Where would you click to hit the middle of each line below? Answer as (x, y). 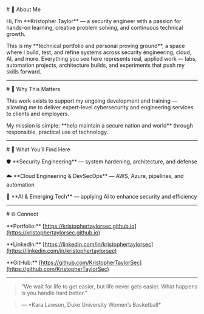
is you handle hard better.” (54, 293)
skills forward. (24, 72)
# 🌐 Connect (22, 214)
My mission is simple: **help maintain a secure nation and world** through (100, 125)
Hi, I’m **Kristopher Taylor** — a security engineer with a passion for (94, 21)
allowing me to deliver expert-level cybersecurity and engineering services (100, 107)
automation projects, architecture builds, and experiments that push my (96, 65)
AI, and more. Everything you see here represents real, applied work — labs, (102, 59)
